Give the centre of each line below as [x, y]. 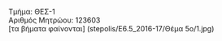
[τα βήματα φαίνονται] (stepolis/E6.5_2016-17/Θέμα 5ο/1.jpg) [111, 29]
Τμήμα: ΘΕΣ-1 [32, 12]
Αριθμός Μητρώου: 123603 [54, 20]
